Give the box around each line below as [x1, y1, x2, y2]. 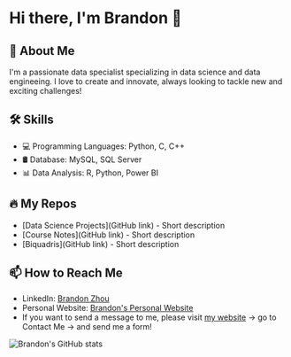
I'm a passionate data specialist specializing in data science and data [9, 66, 261, 77]
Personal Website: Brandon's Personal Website [21, 303, 194, 314]
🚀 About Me [9, 43, 75, 58]
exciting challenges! [9, 86, 82, 96]
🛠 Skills [9, 113, 55, 128]
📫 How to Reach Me [9, 266, 123, 281]
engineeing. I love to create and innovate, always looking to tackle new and [9, 76, 283, 87]
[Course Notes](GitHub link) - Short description [21, 229, 195, 240]
